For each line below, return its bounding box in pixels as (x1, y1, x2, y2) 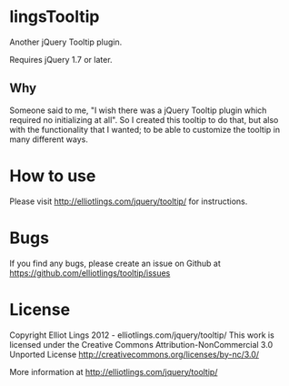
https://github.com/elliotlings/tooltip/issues (9, 267, 171, 279)
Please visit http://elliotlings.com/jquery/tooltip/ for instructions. (9, 196, 248, 207)
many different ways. (9, 134, 88, 145)
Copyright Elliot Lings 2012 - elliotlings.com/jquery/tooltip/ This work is (9, 330, 274, 340)
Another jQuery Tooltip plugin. (9, 36, 123, 47)
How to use (9, 166, 96, 186)
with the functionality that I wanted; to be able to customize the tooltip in (9, 124, 280, 135)
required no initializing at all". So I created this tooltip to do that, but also (9, 114, 279, 125)
